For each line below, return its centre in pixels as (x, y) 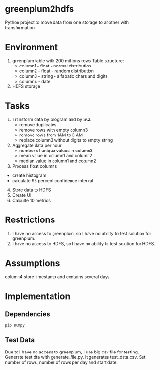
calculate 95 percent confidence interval (53, 180)
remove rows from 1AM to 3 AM (51, 135)
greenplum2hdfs (40, 9)
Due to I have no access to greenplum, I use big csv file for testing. (72, 352)
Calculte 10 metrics (31, 200)
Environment (32, 47)
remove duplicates (38, 124)
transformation (20, 27)
